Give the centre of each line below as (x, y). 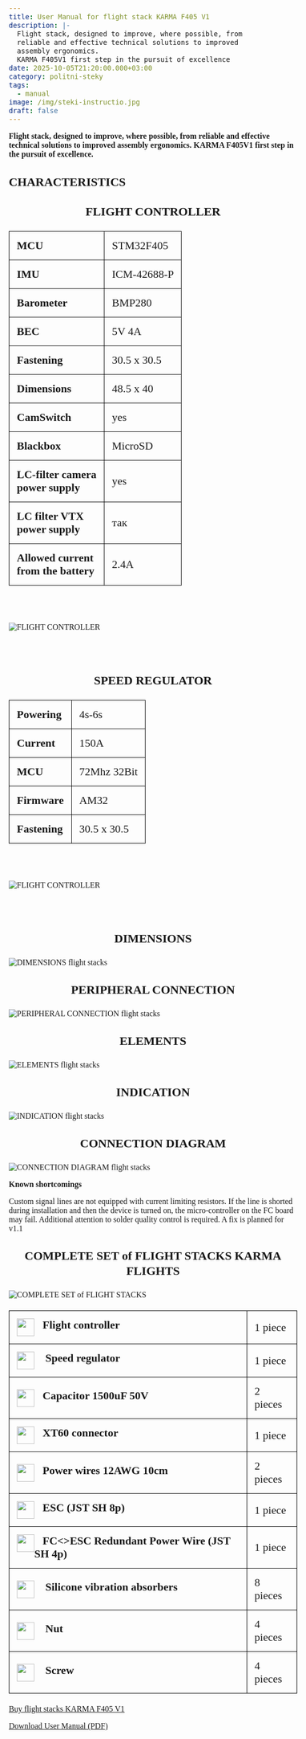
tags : (19, 85)
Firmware (40, 800)
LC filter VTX (50, 516)
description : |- (40, 25)
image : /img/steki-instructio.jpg (74, 102)
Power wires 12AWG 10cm (105, 1470)
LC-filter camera (57, 474)
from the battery (56, 571)
